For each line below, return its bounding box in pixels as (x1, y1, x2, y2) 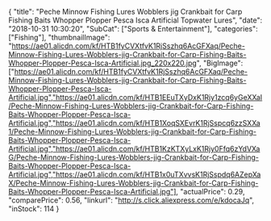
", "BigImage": (196, 58, 244, 68)
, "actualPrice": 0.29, (176, 187, 245, 196)
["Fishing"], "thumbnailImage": (8, 32, 110, 42)
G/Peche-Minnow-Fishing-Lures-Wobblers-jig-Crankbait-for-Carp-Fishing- (8, 152, 260, 162)
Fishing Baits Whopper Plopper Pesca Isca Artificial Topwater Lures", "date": (8, 15, 263, 25)
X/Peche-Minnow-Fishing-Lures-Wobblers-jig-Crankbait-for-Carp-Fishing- (8, 178, 259, 188)
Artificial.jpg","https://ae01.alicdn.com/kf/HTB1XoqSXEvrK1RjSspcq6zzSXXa (8, 119, 261, 127)
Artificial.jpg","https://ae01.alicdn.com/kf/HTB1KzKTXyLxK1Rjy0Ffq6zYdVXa (8, 144, 261, 153)
